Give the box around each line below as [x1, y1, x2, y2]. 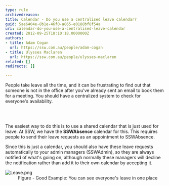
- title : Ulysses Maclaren [5, 50, 62, 55]
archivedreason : [5, 12, 39, 17]
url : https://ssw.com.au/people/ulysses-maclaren [10, 54, 116, 60]
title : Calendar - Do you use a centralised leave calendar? [5, 17, 137, 22]
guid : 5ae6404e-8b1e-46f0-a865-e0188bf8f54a [5, 21, 101, 27]
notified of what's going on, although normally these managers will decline [5, 155, 161, 161]
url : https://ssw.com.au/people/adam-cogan [10, 45, 103, 50]
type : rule [5, 7, 28, 13]
